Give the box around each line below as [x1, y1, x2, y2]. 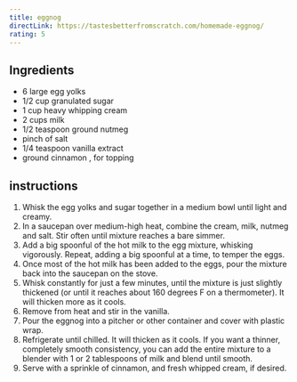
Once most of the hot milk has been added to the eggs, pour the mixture [21, 259, 287, 269]
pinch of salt [21, 134, 68, 144]
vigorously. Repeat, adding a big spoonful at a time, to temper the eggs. [21, 249, 285, 259]
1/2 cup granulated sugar [21, 95, 114, 107]
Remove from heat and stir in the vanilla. [21, 306, 171, 316]
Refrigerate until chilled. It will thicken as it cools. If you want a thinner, [21, 335, 281, 345]
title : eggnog [9, 12, 62, 22]
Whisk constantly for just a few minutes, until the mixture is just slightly [21, 278, 283, 288]
